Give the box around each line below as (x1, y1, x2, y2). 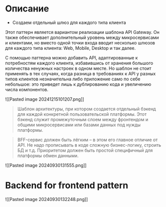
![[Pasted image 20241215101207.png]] (5, 96, 84, 102)
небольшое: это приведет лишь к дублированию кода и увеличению (5, 81, 152, 87)
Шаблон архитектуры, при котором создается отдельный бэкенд (17, 106, 156, 112)
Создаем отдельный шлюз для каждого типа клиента (12, 19, 126, 25)
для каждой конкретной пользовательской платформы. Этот (17, 111, 147, 117)
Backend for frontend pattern (5, 180, 128, 191)
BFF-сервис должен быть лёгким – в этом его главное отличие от (17, 137, 158, 143)
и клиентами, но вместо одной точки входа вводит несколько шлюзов (5, 39, 155, 45)
